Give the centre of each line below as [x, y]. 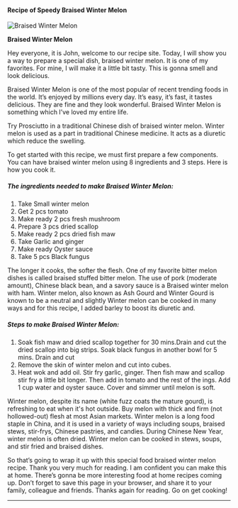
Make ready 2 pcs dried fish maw [66, 234]
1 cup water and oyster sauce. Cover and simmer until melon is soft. [117, 387]
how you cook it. [32, 170]
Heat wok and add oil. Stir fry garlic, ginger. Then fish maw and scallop [121, 372]
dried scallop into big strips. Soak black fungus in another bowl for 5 [117, 350]
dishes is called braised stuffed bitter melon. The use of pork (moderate [112, 278]
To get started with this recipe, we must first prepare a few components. [113, 155]
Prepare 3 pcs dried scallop [58, 226]
